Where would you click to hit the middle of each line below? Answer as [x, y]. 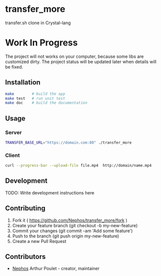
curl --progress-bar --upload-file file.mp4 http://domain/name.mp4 [79, 166]
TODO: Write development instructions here [50, 193]
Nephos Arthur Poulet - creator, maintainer [56, 269]
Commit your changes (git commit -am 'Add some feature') [72, 231]
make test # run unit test [35, 98]
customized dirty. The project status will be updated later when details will [81, 61]
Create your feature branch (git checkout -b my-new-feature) [75, 225]
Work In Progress [41, 43]
